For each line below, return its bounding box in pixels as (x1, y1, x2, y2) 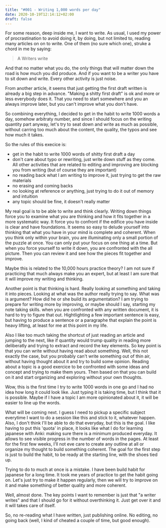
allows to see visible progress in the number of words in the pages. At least (5, 436, 159, 442)
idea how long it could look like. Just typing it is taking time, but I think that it (5, 389, 161, 395)
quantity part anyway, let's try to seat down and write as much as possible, (5, 121, 158, 127)
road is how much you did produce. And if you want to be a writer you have (5, 71, 159, 76)
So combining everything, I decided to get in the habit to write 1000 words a (5, 111, 160, 117)
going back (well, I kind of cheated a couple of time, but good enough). (5, 518, 150, 524)
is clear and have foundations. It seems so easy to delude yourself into (5, 224, 150, 230)
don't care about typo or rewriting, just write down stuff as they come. (12, 156, 156, 162)
